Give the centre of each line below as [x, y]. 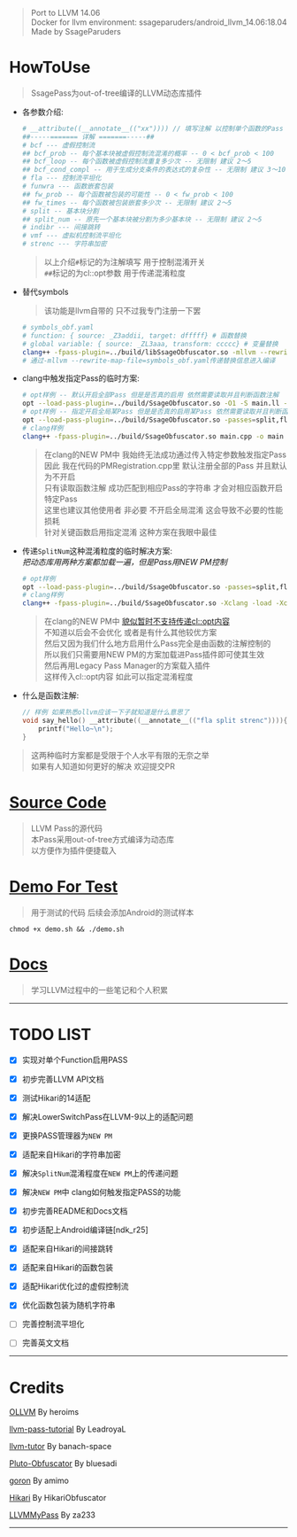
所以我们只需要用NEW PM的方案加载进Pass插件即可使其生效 [154, 655]
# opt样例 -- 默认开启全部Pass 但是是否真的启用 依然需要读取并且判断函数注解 [150, 395]
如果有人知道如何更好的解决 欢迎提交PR [103, 766]
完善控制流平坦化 [53, 1324]
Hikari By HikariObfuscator [58, 1498]
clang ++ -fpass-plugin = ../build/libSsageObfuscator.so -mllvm [139, 352]
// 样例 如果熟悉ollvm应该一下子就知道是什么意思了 [106, 712]
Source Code [58, 802]
